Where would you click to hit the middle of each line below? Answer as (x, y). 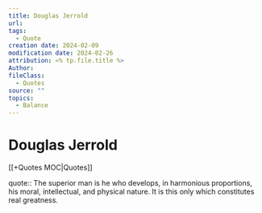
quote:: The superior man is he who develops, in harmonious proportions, (130, 183)
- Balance (32, 105)
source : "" (27, 90)
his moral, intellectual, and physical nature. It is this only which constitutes (131, 192)
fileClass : (27, 76)
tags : (17, 31)
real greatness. (33, 200)
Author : (21, 68)
